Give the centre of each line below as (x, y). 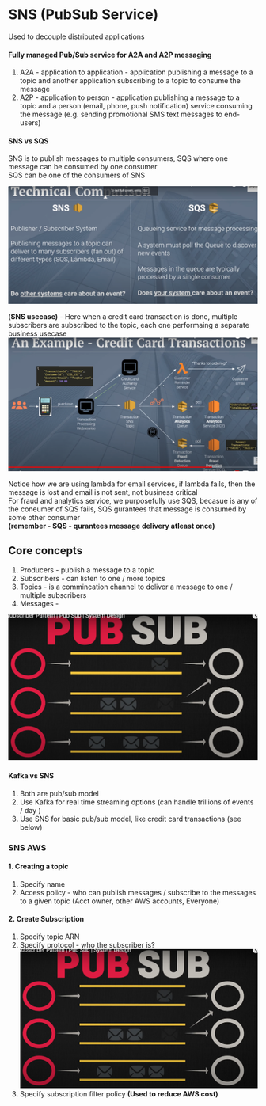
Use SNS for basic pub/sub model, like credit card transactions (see (130, 819)
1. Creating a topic (38, 867)
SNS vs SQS (28, 141)
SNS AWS (27, 847)
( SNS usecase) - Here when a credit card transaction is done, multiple (123, 316)
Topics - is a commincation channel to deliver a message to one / (126, 587)
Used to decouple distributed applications (76, 36)
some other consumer (44, 517)
